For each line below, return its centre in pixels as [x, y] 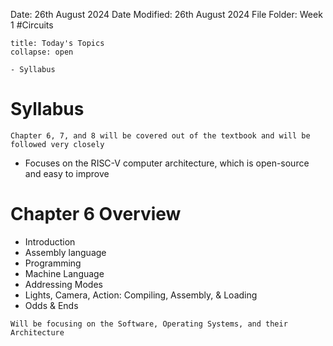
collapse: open [42, 52]
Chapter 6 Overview [96, 214]
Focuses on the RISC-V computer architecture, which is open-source [167, 163]
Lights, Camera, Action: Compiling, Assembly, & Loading [141, 295]
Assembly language [65, 252]
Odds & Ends [51, 305]
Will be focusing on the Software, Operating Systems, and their [149, 324]
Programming [53, 263]
